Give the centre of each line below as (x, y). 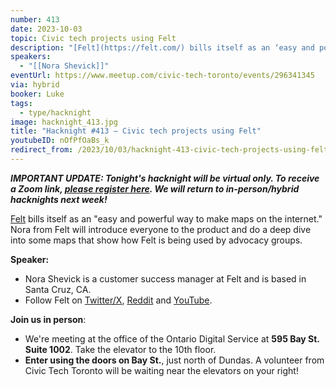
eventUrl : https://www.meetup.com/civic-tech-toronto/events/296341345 (162, 76)
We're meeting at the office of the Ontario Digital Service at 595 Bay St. (172, 338)
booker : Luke (37, 94)
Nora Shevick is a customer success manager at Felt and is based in (165, 278)
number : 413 (35, 19)
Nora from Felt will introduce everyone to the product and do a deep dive (161, 229)
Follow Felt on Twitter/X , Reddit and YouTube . (118, 300)
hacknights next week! (59, 199)
